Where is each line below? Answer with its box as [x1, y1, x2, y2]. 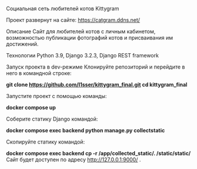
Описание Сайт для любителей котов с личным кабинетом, [6, 28, 156, 35]
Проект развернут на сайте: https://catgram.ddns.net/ [6, 17, 140, 23]
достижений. [6, 41, 39, 47]
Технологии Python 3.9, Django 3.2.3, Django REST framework [6, 52, 159, 58]
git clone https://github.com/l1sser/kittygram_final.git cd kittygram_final [6, 81, 188, 88]
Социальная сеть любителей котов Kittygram [6, 5, 119, 12]
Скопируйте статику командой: [6, 138, 85, 145]
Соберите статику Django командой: [6, 115, 98, 122]
